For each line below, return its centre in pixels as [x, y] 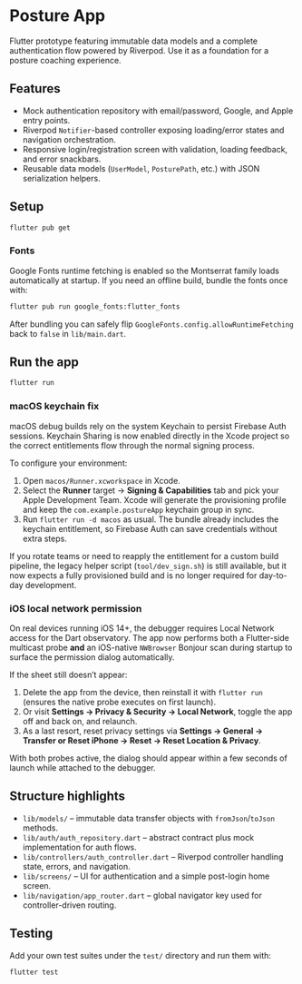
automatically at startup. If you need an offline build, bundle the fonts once [149, 280]
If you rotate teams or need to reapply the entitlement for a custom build [144, 556]
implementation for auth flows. [80, 847]
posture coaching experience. [65, 60]
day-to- [273, 575]
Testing [31, 934]
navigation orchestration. [69, 139]
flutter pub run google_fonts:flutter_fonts [95, 306]
